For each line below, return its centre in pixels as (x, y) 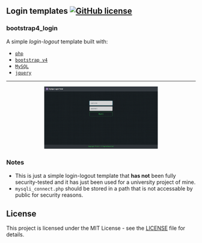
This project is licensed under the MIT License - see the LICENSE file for (96, 228)
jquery (23, 73)
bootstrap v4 (31, 60)
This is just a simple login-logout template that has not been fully (95, 175)
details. (15, 235)
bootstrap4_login (32, 28)
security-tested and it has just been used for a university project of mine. (105, 182)
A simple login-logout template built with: (57, 41)
